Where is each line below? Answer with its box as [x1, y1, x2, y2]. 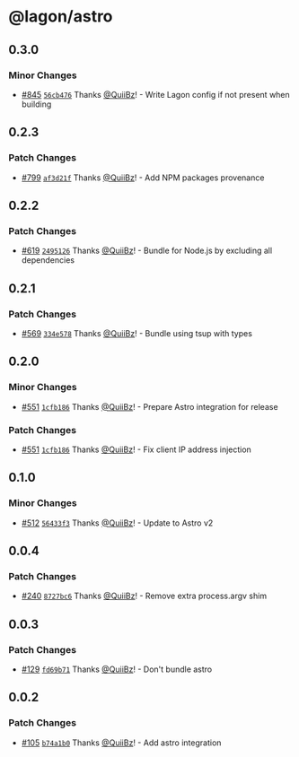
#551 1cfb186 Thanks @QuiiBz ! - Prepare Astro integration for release [21, 401, 279, 412]
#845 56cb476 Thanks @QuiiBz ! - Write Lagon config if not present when [21, 89, 291, 100]
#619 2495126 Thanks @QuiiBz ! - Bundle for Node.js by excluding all [21, 245, 273, 257]
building [21, 99, 52, 109]
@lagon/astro [8, 6, 113, 27]
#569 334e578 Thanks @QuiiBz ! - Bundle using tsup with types [21, 327, 253, 338]
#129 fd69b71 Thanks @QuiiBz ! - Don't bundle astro [21, 664, 213, 674]
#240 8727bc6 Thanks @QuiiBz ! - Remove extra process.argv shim [21, 590, 267, 602]
